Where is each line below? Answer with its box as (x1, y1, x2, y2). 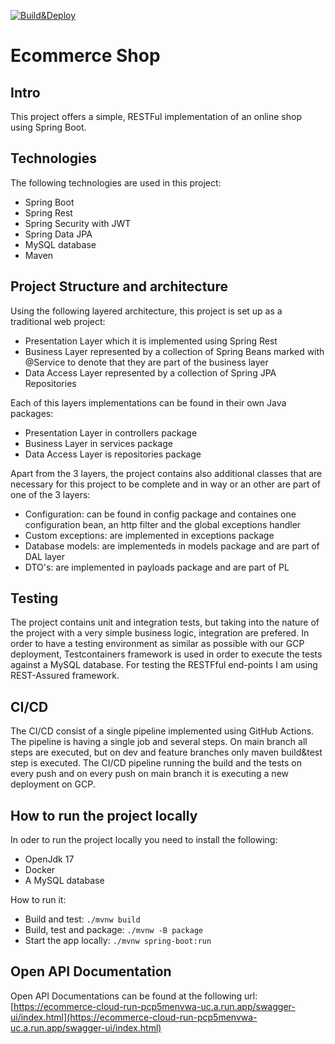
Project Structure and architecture (10, 278, 228, 295)
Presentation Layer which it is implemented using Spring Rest (24, 335, 278, 347)
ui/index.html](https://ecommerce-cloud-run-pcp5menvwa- (10, 1011, 258, 1023)
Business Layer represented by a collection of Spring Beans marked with (24, 345, 325, 357)
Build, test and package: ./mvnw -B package (24, 924, 204, 936)
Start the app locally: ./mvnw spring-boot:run (24, 935, 212, 947)
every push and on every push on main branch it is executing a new (10, 768, 289, 780)
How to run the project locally (10, 807, 198, 824)
